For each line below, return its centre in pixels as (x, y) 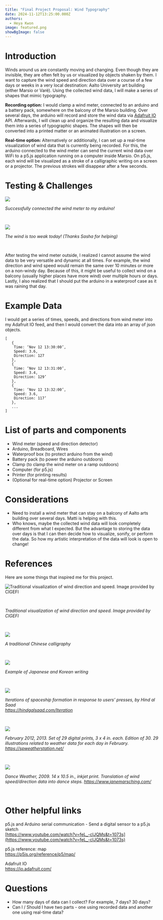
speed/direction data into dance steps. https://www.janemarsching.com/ (78, 781)
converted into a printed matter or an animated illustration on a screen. (76, 131)
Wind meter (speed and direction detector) (55, 444)
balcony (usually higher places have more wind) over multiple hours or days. (82, 276)
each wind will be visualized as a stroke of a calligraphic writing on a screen (81, 161)
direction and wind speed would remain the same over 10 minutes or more (79, 265)
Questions (26, 888)
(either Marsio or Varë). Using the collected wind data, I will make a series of (81, 90)
